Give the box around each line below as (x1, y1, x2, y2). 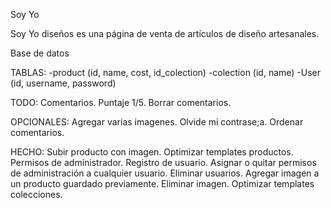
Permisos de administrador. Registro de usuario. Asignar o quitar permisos (10, 157, 317, 168)
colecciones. (10, 189, 63, 200)
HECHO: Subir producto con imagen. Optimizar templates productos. (10, 146, 294, 158)
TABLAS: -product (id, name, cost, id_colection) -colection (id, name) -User (10, 67, 322, 78)
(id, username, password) (10, 77, 117, 89)
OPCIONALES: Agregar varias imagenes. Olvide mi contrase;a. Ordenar (10, 116, 304, 128)
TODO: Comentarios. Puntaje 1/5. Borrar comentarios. (10, 97, 232, 108)
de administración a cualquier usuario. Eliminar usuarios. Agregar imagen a (10, 167, 320, 179)
